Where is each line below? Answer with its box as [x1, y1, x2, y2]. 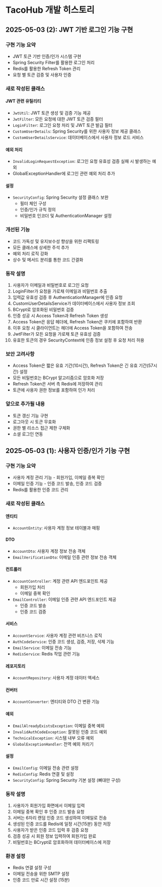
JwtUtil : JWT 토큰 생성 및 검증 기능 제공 [12, 110, 91, 115]
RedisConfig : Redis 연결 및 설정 [12, 771, 74, 777]
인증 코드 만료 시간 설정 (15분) [12, 877, 70, 883]
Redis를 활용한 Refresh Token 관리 [12, 66, 81, 71]
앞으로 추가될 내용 [5, 401, 46, 408]
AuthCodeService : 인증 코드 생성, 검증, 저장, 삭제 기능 [12, 639, 115, 645]
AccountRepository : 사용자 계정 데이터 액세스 [12, 675, 100, 681]
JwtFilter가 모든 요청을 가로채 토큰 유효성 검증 [12, 331, 101, 337]
